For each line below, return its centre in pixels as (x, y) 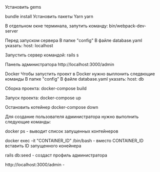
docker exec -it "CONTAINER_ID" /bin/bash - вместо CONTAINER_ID (74, 141)
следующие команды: (28, 122)
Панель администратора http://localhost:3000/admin (60, 64)
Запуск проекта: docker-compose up (43, 98)
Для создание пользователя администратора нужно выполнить (72, 117)
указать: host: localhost (29, 45)
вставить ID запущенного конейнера (43, 146)
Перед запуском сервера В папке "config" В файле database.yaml (74, 40)
